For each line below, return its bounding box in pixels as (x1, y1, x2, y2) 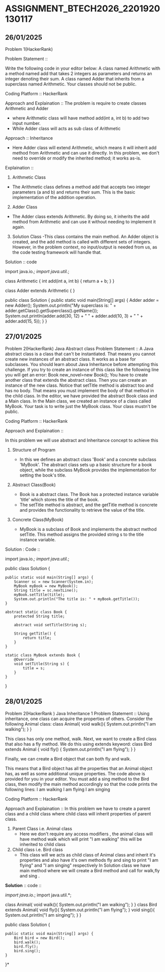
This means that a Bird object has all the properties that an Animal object (5, 765, 153, 771)
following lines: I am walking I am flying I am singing (5, 786, 110, 792)
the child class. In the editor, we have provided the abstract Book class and (5, 393, 158, 399)
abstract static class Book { (5, 609, 67, 614)
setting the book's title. (19, 472, 66, 478)
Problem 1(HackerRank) (5, 46, 53, 52)
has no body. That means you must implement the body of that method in (5, 387, 154, 393)
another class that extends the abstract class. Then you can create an (5, 377, 147, 383)
